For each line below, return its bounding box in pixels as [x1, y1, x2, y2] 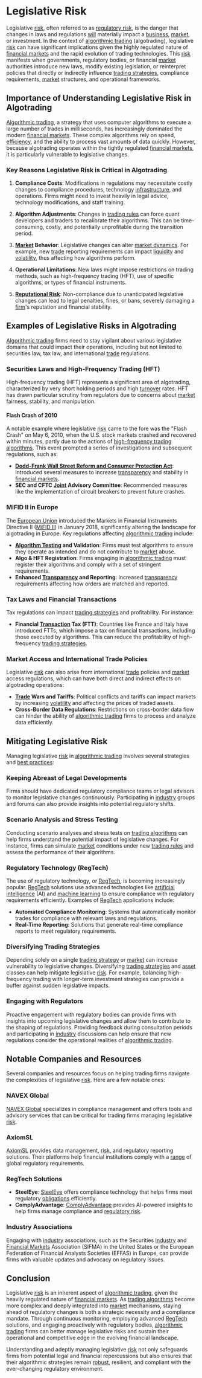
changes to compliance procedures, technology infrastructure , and [14, 186, 182, 193]
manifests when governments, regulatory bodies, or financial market [6, 56, 176, 63]
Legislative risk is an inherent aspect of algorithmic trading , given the [6, 1289, 178, 1296]
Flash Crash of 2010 [6, 411, 58, 419]
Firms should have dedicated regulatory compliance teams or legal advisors [6, 787, 195, 795]
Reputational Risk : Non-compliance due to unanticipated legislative [14, 291, 184, 298]
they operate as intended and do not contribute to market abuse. [14, 548, 176, 555]
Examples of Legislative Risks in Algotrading [6, 321, 177, 331]
